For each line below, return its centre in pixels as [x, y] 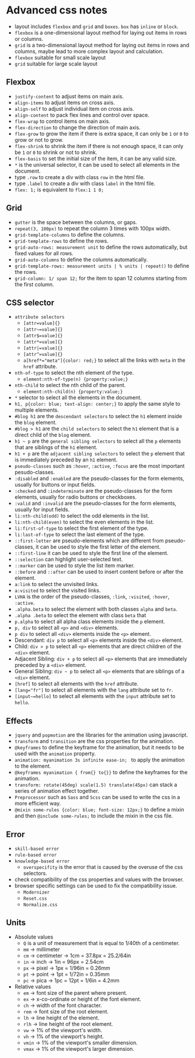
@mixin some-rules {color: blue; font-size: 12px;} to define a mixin [99, 810]
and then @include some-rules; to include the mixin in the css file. [94, 816]
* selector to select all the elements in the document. [78, 398]
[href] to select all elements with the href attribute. [76, 684]
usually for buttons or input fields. [55, 485]
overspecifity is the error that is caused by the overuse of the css [103, 867]
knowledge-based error [42, 861]
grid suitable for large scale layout [56, 64]
